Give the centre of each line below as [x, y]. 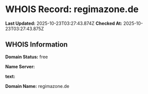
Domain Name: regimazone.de [37, 86]
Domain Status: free [27, 57]
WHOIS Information [37, 45]
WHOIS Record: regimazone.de [72, 9]
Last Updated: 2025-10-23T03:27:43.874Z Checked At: [64, 23]
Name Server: [20, 66]
